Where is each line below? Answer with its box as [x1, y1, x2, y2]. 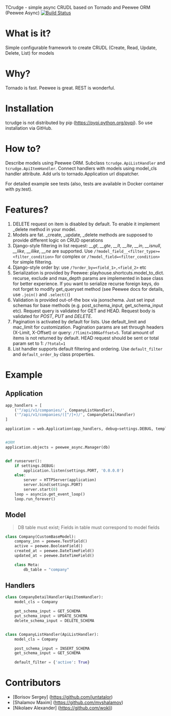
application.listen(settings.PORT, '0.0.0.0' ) [23, 468, 124, 473]
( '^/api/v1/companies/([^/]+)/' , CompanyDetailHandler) [14, 412, 136, 418]
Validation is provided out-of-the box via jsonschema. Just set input [12, 296, 155, 303]
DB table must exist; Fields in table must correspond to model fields [17, 524, 160, 530]
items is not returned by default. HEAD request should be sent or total [12, 335, 159, 341]
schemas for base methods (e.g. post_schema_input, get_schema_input [12, 302, 163, 308]
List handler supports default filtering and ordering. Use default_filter [12, 345, 163, 352]
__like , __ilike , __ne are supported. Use [12, 248, 93, 254]
